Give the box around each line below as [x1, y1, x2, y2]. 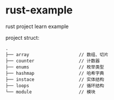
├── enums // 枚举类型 [5, 64, 105, 70]
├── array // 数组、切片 [5, 51, 109, 57]
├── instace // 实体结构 [5, 77, 105, 82]
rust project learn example [5, 23, 69, 30]
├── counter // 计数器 [5, 58, 100, 64]
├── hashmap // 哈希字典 [5, 70, 105, 76]
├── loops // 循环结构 [5, 82, 105, 88]
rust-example [5, 4, 73, 17]
